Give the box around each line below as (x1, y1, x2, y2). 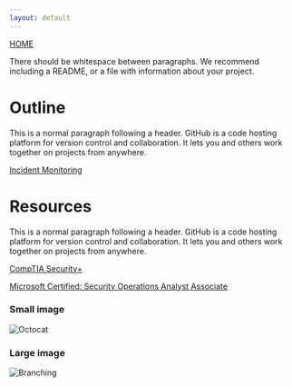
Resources (9, 196, 92, 216)
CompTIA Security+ (9, 263, 83, 273)
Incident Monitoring (9, 164, 83, 175)
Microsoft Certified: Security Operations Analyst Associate (9, 281, 229, 292)
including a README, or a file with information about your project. (9, 65, 255, 76)
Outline (9, 97, 66, 118)
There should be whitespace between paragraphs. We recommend (9, 55, 260, 66)
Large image (9, 346, 65, 359)
